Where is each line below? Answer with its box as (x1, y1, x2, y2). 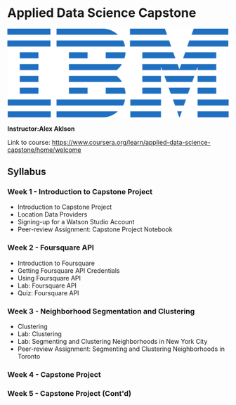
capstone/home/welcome (7, 146, 81, 154)
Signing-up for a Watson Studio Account (17, 218, 135, 226)
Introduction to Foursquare (17, 259, 95, 267)
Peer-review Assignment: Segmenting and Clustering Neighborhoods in (17, 345, 225, 353)
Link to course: (7, 138, 51, 146)
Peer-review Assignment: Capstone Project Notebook (17, 225, 173, 233)
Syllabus (7, 166, 47, 178)
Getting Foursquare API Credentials (17, 266, 120, 275)
